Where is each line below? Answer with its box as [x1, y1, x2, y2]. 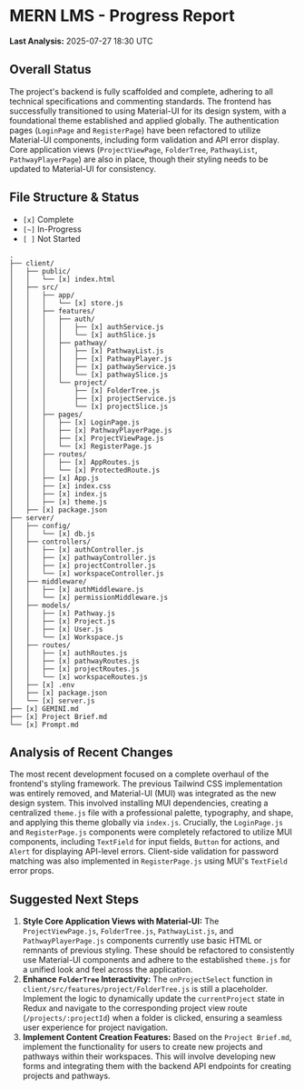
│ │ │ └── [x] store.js [9, 298, 124, 307]
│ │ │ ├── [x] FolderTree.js [9, 385, 161, 395]
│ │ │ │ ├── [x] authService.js [9, 322, 165, 332]
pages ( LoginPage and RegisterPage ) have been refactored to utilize [9, 125, 261, 135]
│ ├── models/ [9, 601, 71, 610]
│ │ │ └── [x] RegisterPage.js [9, 442, 152, 451]
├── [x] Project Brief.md [9, 712, 107, 721]
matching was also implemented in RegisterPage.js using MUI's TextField [9, 855, 288, 866]
